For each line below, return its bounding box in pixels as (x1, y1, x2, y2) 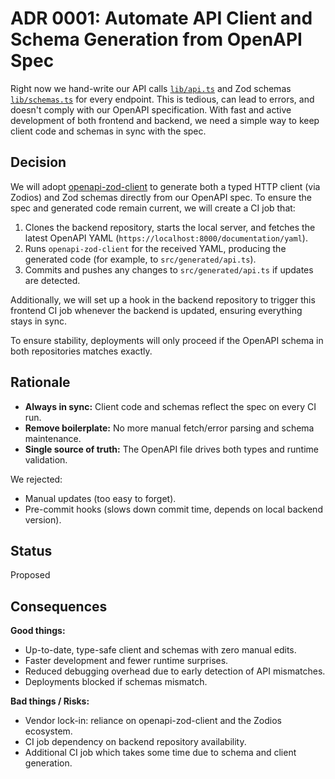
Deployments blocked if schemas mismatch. (24, 676, 208, 688)
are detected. (24, 274, 81, 286)
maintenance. (24, 432, 82, 444)
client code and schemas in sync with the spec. (10, 125, 207, 137)
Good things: (10, 625, 66, 637)
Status (10, 542, 53, 559)
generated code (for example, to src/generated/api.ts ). (24, 253, 257, 265)
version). (24, 513, 62, 526)
